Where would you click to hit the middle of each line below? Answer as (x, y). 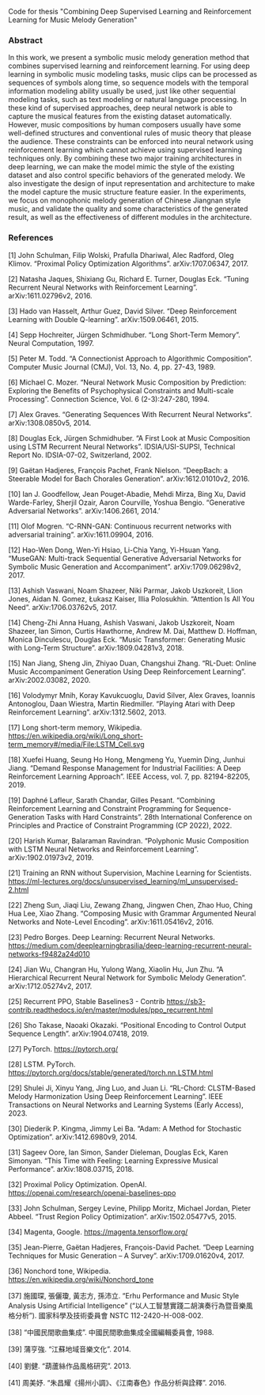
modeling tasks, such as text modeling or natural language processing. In (127, 100)
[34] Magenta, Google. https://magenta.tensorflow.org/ (98, 1232)
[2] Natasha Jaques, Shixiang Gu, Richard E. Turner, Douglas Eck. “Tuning (129, 279)
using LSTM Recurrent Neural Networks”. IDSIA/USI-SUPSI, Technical (122, 446)
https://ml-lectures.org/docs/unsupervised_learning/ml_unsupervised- (123, 881)
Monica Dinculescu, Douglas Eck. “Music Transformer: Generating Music (127, 639)
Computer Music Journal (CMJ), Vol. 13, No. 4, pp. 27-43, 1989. (112, 366)
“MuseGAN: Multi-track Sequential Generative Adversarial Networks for (125, 558)
